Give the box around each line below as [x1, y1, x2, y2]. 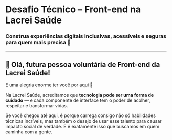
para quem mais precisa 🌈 [5, 39, 71, 46]
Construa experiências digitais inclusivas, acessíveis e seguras [5, 33, 167, 40]
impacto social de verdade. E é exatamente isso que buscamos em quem [5, 124, 160, 130]
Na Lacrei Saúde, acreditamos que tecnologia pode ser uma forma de [5, 92, 154, 98]
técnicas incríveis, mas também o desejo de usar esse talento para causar [5, 118, 162, 124]
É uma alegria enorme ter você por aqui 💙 [5, 82, 93, 88]
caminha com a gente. [5, 129, 53, 135]
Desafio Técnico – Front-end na [5, 4, 141, 15]
